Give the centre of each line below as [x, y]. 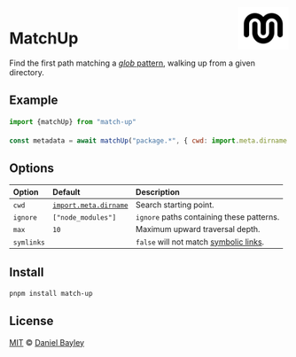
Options [32, 168]
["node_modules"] [85, 218]
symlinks [29, 242]
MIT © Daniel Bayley [47, 342]
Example [34, 101]
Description [158, 191]
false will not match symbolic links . [200, 242]
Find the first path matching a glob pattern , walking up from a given [132, 63]
